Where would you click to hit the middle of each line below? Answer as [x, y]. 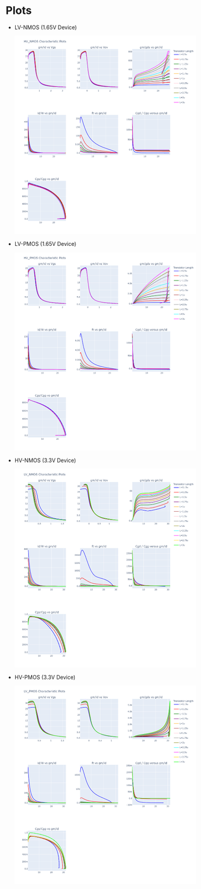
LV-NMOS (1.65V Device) [46, 27]
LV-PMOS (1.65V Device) [45, 244]
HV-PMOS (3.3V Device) [45, 677]
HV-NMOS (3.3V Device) [45, 460]
